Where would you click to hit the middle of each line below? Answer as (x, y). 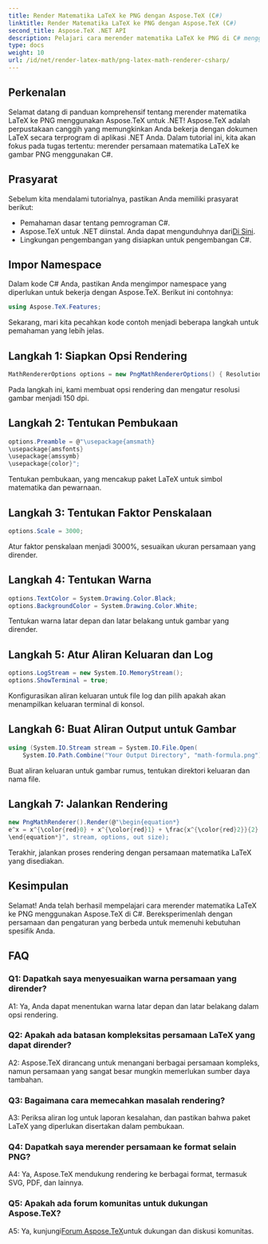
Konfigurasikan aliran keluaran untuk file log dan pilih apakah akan (117, 696)
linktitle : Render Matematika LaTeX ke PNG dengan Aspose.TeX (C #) (123, 23)
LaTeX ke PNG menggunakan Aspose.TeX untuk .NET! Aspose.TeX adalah (129, 120)
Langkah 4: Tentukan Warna (80, 580)
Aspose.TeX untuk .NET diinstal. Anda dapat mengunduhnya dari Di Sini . (138, 231)
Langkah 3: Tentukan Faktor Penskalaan (110, 513)
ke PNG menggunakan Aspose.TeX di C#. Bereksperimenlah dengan (120, 914)
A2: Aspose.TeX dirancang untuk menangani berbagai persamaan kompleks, (134, 1063)
